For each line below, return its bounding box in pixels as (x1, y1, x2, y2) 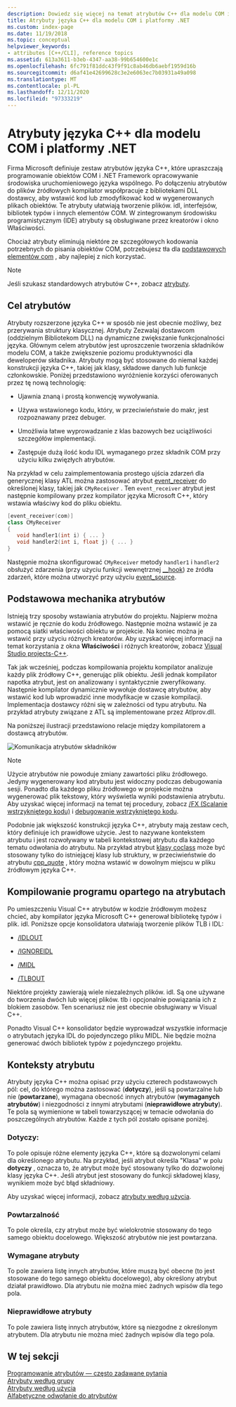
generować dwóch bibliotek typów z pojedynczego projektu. (7, 1038, 183, 1047)
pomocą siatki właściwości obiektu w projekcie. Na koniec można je (7, 627, 204, 635)
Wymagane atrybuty (7, 1250, 79, 1260)
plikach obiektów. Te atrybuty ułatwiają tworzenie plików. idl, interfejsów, (7, 201, 218, 210)
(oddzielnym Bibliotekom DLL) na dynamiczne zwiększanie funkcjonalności (7, 333, 225, 342)
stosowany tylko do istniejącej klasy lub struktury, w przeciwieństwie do (7, 851, 216, 859)
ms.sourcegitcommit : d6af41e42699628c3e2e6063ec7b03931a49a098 (7, 69, 197, 76)
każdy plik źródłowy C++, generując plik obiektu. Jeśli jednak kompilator (7, 670, 218, 679)
